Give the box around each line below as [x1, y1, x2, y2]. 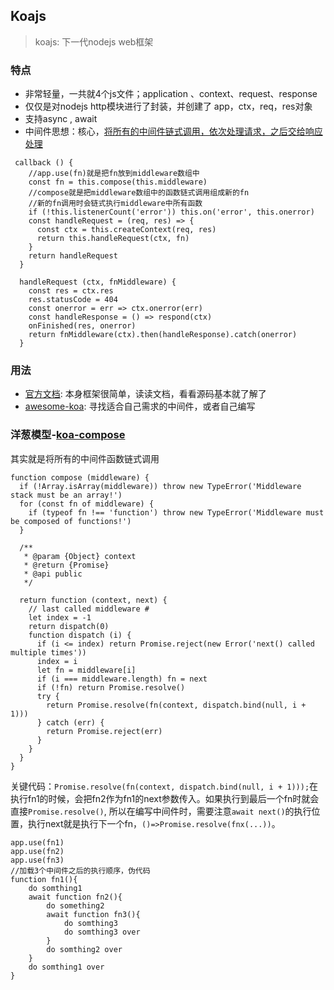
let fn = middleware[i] [36, 665, 137, 675]
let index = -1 [28, 612, 92, 623]
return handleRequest [28, 251, 118, 261]
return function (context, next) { [19, 595, 168, 605]
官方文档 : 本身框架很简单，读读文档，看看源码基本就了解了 [24, 388, 267, 400]
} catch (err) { [36, 717, 105, 728]
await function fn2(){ [28, 892, 123, 902]
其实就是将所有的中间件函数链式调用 [10, 452, 160, 464]
